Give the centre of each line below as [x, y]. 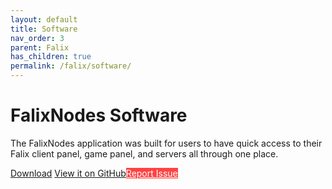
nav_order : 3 [37, 38]
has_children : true [51, 57]
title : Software [44, 29]
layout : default [44, 19]
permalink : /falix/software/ [71, 66]
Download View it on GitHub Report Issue [94, 173]
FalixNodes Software [99, 115]
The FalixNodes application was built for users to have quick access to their [166, 143]
